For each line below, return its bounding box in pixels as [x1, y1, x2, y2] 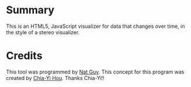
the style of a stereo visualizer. [6, 28, 80, 35]
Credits [6, 49, 43, 63]
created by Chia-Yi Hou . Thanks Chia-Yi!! [6, 74, 105, 81]
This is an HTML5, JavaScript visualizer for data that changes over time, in [6, 23, 185, 30]
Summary [6, 3, 54, 17]
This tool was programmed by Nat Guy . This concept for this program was [6, 68, 185, 75]
